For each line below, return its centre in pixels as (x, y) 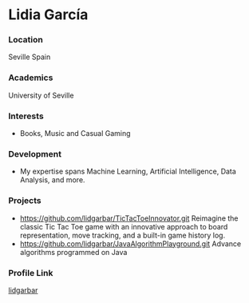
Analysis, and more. (52, 180)
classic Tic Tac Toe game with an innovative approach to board (124, 226)
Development (35, 154)
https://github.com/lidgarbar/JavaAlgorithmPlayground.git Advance (130, 243)
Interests (26, 116)
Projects (25, 201)
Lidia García (48, 15)
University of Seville (41, 95)
